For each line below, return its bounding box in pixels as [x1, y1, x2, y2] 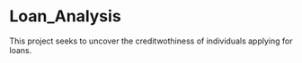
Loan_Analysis [9, 6, 121, 27]
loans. [9, 44, 32, 55]
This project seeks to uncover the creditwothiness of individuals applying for [9, 35, 293, 46]
